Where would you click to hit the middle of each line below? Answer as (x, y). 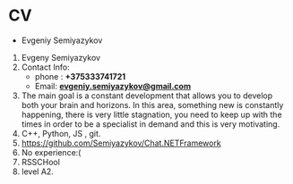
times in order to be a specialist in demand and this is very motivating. (151, 124)
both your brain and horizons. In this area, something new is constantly (152, 105)
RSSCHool (40, 162)
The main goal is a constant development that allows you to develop (147, 96)
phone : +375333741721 (80, 76)
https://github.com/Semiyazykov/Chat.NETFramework (121, 143)
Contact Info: (45, 67)
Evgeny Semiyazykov (60, 57)
